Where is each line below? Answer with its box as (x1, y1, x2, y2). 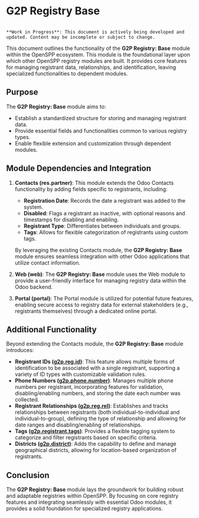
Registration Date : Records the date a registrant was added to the (23, 197, 186, 204)
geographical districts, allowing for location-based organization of (14, 447, 177, 454)
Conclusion (6, 470, 50, 480)
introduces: (6, 347, 34, 354)
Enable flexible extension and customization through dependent (14, 140, 171, 147)
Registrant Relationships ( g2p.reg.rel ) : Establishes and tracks (14, 403, 169, 410)
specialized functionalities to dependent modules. (6, 70, 128, 77)
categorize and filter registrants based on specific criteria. (14, 434, 157, 441)
